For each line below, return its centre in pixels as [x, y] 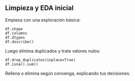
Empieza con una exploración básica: [43, 20]
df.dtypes [15, 37]
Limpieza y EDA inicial [39, 8]
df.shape [14, 29]
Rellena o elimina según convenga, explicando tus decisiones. [68, 73]
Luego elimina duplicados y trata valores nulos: [53, 51]
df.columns [16, 33]
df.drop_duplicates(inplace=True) [40, 60]
